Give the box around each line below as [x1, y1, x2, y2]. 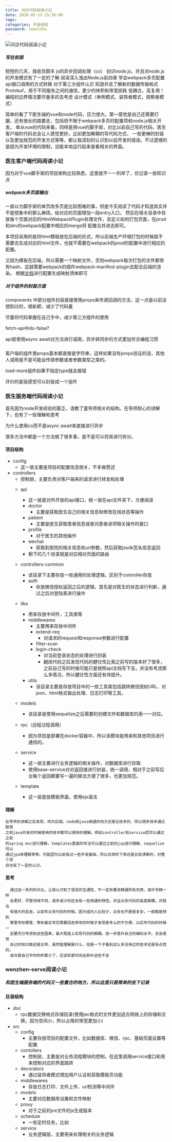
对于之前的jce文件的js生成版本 [28, 1108, 92, 1114]
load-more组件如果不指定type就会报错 [5, 367, 87, 374]
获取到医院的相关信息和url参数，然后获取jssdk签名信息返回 [35, 544, 161, 551]
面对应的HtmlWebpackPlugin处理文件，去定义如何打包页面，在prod [23, 216, 166, 222]
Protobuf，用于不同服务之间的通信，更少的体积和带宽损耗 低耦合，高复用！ [5, 87, 165, 94]
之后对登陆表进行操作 [40, 590, 86, 596]
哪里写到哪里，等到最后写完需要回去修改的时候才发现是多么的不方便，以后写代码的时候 [10, 920, 167, 925]
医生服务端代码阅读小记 [5, 392, 63, 399]
